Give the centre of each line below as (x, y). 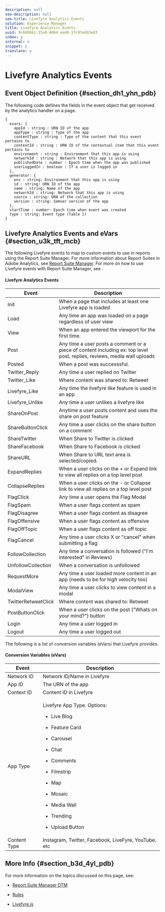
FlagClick (18, 497)
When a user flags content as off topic (103, 529)
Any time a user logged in (88, 624)
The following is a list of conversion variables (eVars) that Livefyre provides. (82, 644)
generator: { (23, 175)
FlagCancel (21, 540)
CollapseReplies (26, 486)
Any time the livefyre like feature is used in (108, 388)
